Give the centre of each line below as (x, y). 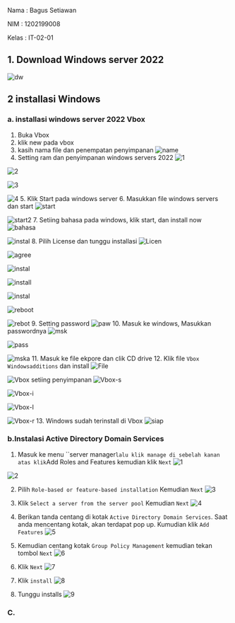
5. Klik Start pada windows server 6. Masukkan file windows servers (119, 198)
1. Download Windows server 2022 (86, 60)
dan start (20, 206)
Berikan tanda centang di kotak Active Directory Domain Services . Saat (122, 517)
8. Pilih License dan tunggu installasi (84, 241)
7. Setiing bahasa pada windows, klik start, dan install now (117, 219)
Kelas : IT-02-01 (31, 38)
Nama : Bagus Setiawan (42, 10)
